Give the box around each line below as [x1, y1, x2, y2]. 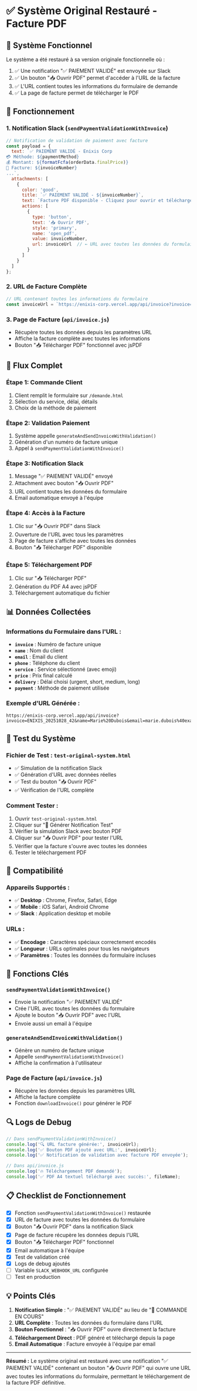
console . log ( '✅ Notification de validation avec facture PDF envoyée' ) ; [6, 1153, 189, 1158]
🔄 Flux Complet [6, 361, 63, 371]
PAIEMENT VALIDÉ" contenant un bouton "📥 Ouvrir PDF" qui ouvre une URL [6, 1365, 191, 1372]
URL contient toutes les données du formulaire [14, 488, 127, 495]
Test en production [14, 1274, 60, 1281]
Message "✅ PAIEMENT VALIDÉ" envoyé [14, 473, 113, 480]
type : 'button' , [32, 214, 72, 220]
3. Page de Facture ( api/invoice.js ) [6, 315, 110, 324]
